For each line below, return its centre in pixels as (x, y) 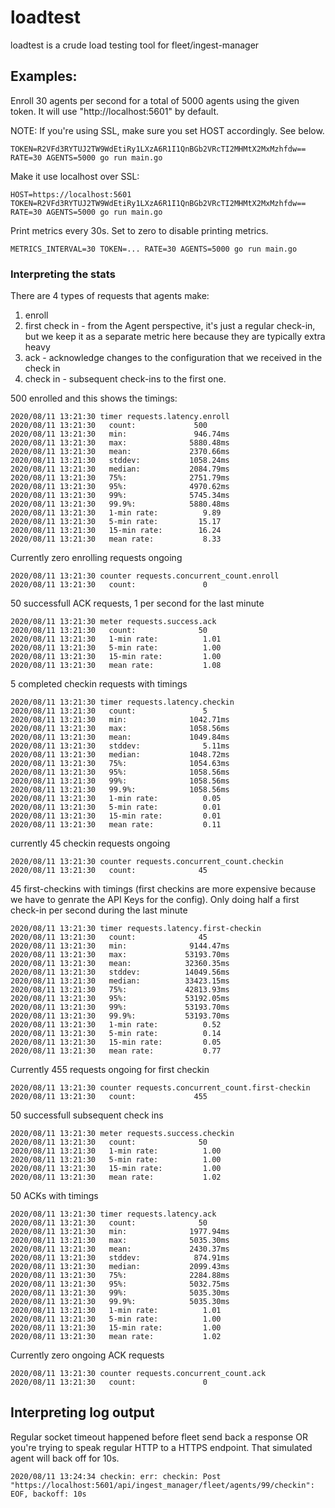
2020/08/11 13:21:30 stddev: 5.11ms (120, 746)
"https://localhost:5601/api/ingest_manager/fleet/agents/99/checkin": (162, 1485)
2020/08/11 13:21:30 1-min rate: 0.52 (116, 1025)
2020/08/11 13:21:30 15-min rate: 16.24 (116, 531)
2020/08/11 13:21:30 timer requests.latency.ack (113, 1214)
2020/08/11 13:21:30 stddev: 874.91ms (120, 1258)
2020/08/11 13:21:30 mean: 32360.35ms (120, 964)
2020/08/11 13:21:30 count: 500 (109, 426)
